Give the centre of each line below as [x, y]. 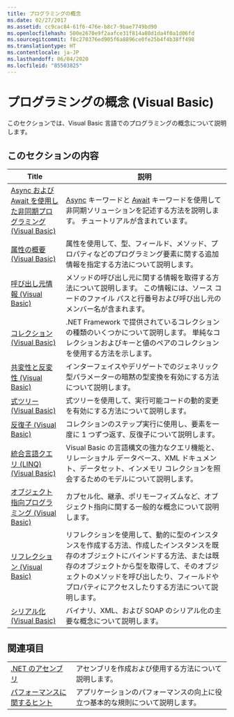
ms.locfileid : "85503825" [45, 66]
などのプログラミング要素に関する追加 [156, 254]
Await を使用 [31, 201]
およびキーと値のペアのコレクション [160, 343]
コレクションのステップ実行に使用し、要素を [139, 424]
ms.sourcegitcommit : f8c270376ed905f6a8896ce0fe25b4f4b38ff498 [101, 40]
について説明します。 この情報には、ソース [143, 288]
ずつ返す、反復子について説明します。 [157, 435]
